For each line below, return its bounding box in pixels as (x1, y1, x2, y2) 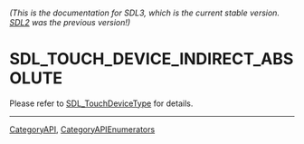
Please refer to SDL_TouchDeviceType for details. (9, 98, 194, 109)
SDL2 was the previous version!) (9, 16, 131, 27)
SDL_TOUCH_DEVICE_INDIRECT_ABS (9, 48, 294, 69)
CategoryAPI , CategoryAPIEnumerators (9, 123, 156, 135)
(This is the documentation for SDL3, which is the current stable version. (9, 7, 280, 18)
